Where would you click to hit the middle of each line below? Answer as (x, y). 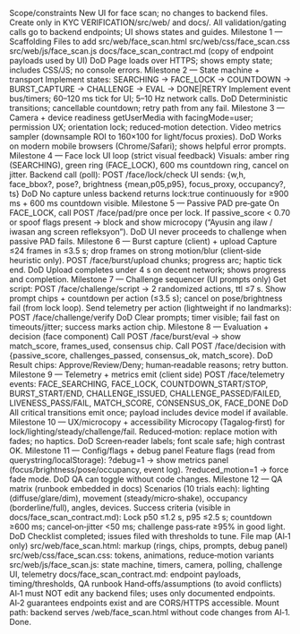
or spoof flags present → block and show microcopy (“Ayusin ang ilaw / (141, 222)
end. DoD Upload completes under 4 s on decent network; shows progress (148, 270)
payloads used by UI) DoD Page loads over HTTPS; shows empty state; (141, 60)
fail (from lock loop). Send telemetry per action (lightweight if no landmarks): (151, 308)
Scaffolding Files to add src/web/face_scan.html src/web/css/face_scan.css (150, 41)
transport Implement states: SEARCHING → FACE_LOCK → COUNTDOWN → (150, 79)
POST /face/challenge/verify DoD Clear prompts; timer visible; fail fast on (145, 317)
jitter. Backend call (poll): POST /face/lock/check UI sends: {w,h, (128, 175)
